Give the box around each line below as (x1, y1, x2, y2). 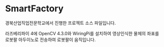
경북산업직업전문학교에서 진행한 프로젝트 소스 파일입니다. (5, 20, 116, 26)
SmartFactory (5, 3, 64, 14)
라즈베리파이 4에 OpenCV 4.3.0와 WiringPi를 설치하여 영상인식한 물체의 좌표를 (5, 30, 160, 36)
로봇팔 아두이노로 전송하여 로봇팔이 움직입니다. (5, 37, 96, 43)
